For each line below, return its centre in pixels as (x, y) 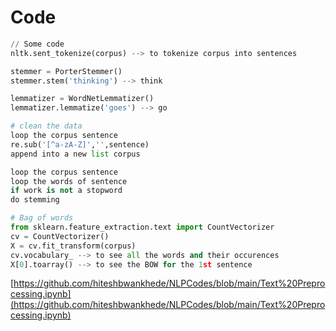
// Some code (37, 44)
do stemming (35, 200)
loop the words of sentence (69, 181)
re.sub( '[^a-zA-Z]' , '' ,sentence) (80, 144)
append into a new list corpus (75, 154)
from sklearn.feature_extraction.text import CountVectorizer (142, 227)
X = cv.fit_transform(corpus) (73, 246)
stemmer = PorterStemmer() (66, 71)
